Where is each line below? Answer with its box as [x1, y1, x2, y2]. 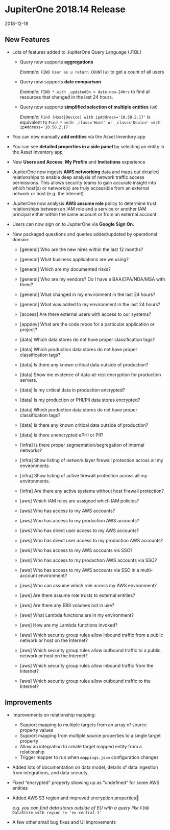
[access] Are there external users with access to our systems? [19, 311, 152, 317]
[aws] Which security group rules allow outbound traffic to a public [19, 647, 161, 653]
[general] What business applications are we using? [19, 256, 129, 262]
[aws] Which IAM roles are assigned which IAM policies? [19, 497, 139, 504]
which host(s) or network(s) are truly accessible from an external [12, 185, 149, 191]
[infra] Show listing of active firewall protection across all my [19, 472, 148, 478]
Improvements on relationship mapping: [12, 711, 96, 718]
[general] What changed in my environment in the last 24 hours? [19, 291, 156, 297]
